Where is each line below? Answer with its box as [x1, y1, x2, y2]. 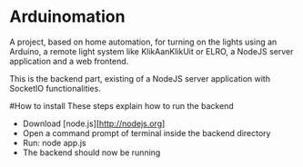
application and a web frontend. [9, 55, 129, 66]
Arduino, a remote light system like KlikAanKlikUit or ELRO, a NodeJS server [9, 45, 294, 56]
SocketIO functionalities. [9, 83, 102, 93]
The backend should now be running [22, 147, 161, 158]
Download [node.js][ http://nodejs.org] [22, 118, 166, 129]
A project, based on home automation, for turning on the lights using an [9, 36, 278, 47]
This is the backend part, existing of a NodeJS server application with [9, 73, 271, 83]
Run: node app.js [22, 137, 86, 148]
